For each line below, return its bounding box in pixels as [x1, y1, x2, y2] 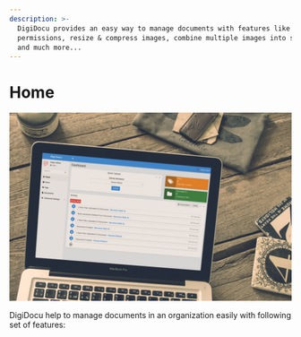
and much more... [17, 43, 82, 52]
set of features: [9, 319, 65, 330]
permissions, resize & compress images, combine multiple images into [17, 33, 287, 42]
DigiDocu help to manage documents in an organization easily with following [9, 309, 291, 320]
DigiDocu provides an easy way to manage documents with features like [17, 23, 291, 33]
